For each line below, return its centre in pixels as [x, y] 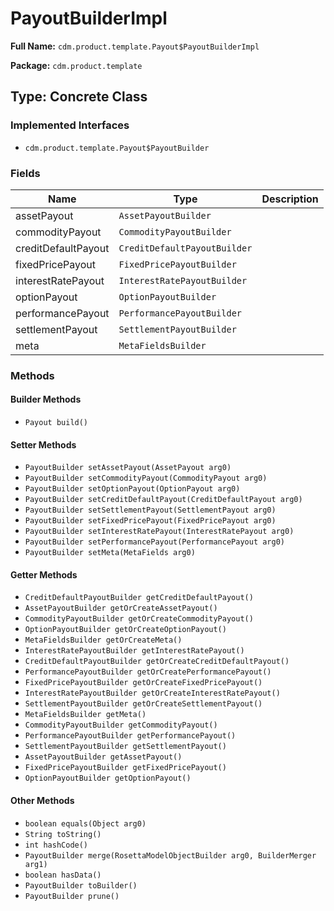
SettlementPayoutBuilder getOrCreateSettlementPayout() [143, 704]
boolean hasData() [63, 875]
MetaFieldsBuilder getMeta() [85, 715]
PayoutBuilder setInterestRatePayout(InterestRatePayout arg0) [159, 532]
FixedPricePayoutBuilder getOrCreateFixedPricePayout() [143, 683]
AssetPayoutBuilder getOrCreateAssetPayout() [121, 608]
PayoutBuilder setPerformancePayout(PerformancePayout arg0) [155, 542]
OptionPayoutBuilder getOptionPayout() [108, 778]
